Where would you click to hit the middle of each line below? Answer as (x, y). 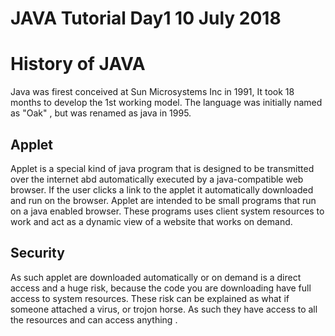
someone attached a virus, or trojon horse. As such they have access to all (164, 309)
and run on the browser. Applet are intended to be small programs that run (163, 200)
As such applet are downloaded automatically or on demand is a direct (156, 277)
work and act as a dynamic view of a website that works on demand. (151, 221)
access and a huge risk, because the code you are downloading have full (161, 288)
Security (37, 253)
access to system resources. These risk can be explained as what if (150, 298)
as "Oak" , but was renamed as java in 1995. (101, 113)
